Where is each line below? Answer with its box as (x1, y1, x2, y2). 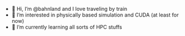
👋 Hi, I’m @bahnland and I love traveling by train (11, 6, 128, 12)
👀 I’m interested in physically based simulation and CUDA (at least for (11, 11, 179, 18)
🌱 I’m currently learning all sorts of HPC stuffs (11, 23, 122, 30)
